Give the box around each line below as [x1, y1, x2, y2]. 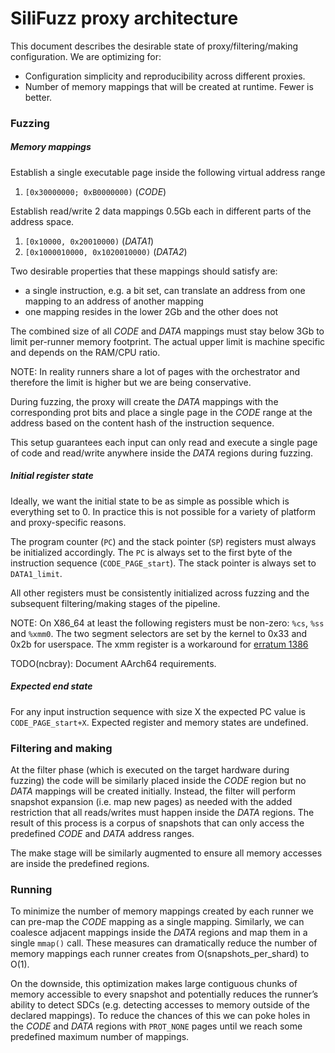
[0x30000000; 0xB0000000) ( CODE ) [24, 185, 167, 197]
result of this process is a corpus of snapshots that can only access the [10, 817, 305, 829]
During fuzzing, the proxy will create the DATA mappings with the [10, 395, 279, 407]
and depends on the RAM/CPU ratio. [10, 346, 161, 358]
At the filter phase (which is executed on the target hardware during [10, 764, 290, 776]
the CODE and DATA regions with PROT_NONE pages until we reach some [10, 1020, 303, 1032]
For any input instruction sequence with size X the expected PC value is [10, 705, 306, 717]
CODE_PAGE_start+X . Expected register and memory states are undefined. [10, 716, 309, 728]
